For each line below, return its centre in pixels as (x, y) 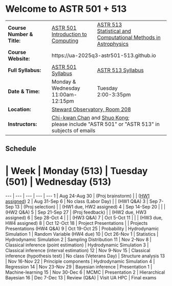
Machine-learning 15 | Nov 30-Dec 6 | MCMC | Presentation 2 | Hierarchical (85, 272)
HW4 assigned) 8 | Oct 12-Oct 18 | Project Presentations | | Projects (77, 223)
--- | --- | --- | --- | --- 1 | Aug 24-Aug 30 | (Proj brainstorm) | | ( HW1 (78, 196)
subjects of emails (73, 130)
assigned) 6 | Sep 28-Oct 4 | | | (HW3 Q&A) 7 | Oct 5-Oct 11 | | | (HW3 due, (84, 218)
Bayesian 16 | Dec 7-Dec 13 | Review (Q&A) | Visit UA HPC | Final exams (81, 278)
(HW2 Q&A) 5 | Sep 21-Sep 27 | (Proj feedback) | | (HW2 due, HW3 (76, 212)
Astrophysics (113, 44)
